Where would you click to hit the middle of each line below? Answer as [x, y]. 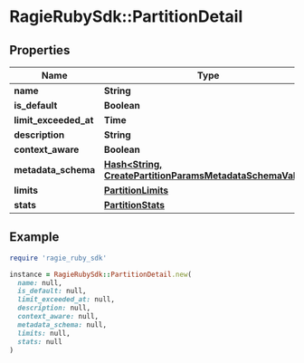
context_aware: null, [58, 317]
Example [34, 237]
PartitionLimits [136, 190]
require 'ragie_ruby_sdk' [58, 258]
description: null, [54, 308]
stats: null [40, 341]
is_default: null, [52, 291]
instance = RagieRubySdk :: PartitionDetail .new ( [101, 274]
